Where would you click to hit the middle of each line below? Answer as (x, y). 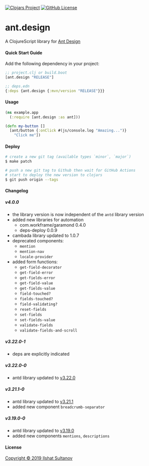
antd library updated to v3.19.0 (43, 431)
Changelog (17, 191)
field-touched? (35, 294)
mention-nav (32, 252)
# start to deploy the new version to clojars (54, 175)
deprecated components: (38, 241)
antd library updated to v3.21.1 (43, 402)
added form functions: (35, 262)
